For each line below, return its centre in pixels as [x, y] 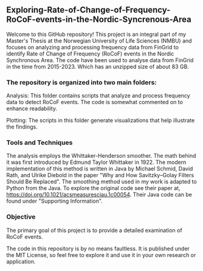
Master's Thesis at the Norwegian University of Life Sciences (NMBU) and [99, 40]
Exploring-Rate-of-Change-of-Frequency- [88, 10]
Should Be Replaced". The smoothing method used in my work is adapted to [102, 181]
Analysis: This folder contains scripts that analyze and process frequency [98, 96]
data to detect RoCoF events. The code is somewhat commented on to [95, 102]
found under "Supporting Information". [55, 201]
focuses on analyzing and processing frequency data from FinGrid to [93, 47]
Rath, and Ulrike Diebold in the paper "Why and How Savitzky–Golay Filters [100, 175]
